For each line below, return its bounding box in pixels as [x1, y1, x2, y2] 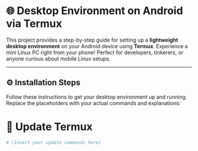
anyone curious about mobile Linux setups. [6, 55, 111, 62]
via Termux [6, 17, 62, 31]
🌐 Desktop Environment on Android [6, 4, 183, 18]
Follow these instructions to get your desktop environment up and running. [6, 93, 187, 100]
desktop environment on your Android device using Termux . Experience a [6, 42, 188, 49]
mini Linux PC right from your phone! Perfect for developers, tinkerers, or [6, 49, 184, 56]
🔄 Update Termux [6, 120, 93, 133]
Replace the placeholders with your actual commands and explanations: [6, 99, 181, 106]
